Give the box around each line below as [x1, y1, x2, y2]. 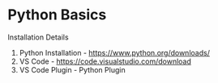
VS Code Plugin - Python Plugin [19, 64, 126, 74]
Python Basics [7, 6, 107, 24]
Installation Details [7, 32, 70, 42]
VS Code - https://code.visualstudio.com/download [19, 56, 192, 66]
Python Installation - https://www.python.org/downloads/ [19, 48, 210, 57]
